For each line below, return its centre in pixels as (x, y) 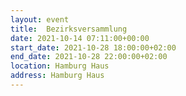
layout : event (40, 19)
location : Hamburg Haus (60, 66)
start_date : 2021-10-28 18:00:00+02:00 (93, 47)
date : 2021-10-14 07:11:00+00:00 (80, 38)
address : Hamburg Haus (57, 76)
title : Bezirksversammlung (69, 29)
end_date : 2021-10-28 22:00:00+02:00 (89, 57)
